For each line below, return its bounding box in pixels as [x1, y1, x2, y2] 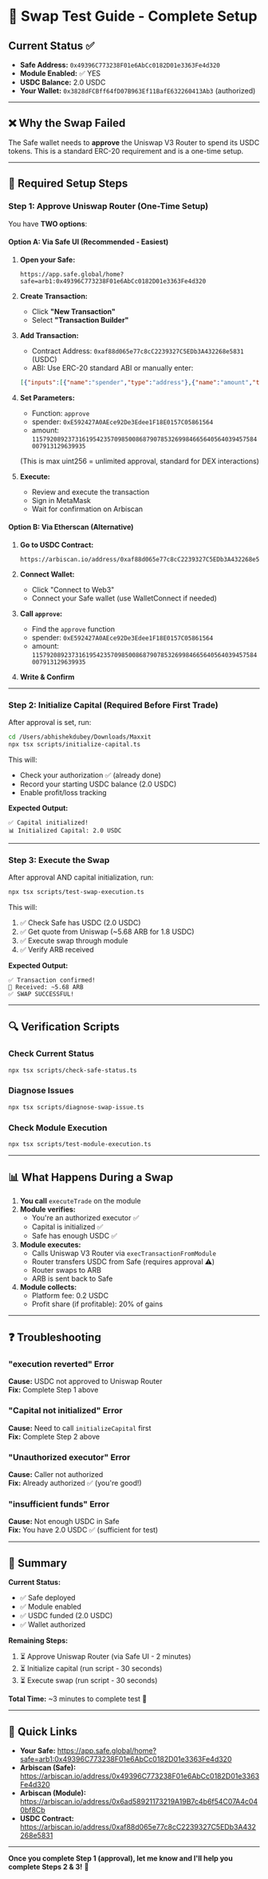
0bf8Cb [19, 1805, 45, 1814]
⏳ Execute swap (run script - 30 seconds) [19, 1676, 158, 1685]
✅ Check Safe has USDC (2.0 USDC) [19, 918, 141, 928]
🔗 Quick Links [8, 1724, 77, 1738]
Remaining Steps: [8, 1636, 69, 1645]
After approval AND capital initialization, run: [8, 873, 154, 882]
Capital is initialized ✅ [31, 1222, 104, 1231]
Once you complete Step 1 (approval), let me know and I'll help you [8, 1853, 233, 1863]
